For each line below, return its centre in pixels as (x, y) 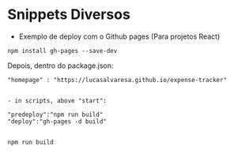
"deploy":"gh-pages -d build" (57, 121)
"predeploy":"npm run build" (55, 115)
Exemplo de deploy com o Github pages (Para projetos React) (119, 36)
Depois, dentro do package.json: (60, 66)
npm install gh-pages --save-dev (62, 51)
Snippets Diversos (69, 15)
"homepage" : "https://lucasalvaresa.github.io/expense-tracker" (117, 80)
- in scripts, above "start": (57, 100)
